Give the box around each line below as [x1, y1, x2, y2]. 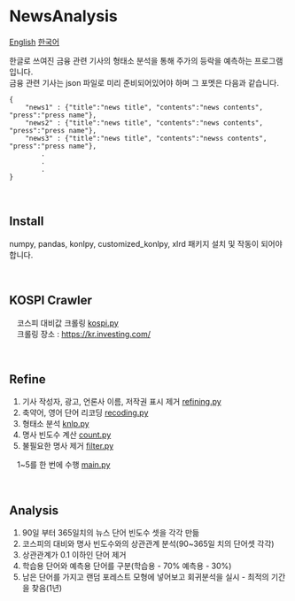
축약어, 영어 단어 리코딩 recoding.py [21, 407, 149, 418]
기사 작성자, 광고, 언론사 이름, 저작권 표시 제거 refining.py [21, 397, 221, 407]
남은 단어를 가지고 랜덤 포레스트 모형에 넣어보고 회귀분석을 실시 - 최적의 [21, 572, 269, 582]
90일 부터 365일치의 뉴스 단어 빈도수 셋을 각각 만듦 [21, 528, 200, 538]
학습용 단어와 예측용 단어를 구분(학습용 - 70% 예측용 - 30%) [21, 560, 232, 572]
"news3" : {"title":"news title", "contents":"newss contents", [25, 134, 268, 143]
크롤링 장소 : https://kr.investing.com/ [16, 328, 151, 339]
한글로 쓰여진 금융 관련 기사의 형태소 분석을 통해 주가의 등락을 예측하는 [9, 55, 252, 65]
